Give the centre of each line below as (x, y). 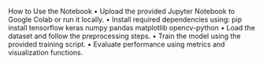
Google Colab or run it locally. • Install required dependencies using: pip (125, 19)
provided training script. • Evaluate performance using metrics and (117, 44)
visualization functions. (46, 52)
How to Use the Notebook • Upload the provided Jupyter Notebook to (122, 11)
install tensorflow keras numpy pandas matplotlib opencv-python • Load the (132, 28)
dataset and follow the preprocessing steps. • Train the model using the (125, 36)
